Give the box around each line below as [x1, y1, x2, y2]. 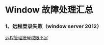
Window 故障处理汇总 [5, 4, 93, 15]
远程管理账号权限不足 [5, 35, 48, 41]
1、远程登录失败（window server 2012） [5, 23, 102, 30]
